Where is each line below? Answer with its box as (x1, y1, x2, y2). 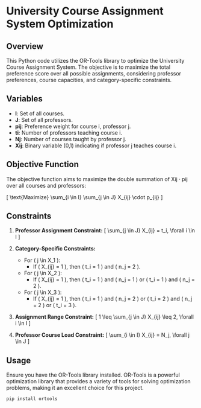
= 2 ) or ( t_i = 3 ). (32, 302, 77, 309)
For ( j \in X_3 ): (23, 288, 62, 296)
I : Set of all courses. (14, 110, 65, 117)
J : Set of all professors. (14, 116, 73, 123)
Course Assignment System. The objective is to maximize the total (6, 63, 170, 71)
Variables (6, 94, 43, 104)
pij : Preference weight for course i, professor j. (14, 123, 131, 130)
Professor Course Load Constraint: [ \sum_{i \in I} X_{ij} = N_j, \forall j (14, 331, 190, 339)
